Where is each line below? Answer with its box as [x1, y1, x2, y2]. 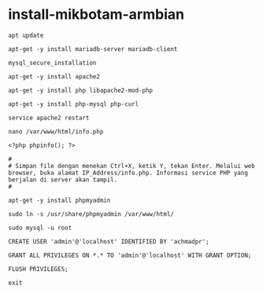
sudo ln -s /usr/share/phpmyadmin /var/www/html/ [8, 210, 175, 218]
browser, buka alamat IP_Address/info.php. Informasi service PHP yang [8, 169, 248, 177]
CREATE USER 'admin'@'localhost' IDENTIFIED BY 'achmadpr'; [8, 237, 210, 245]
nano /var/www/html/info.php [8, 127, 104, 135]
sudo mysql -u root [8, 224, 72, 232]
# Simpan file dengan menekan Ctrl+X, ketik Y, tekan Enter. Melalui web [8, 162, 256, 170]
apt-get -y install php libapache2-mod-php [8, 86, 154, 94]
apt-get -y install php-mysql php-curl [8, 100, 139, 108]
